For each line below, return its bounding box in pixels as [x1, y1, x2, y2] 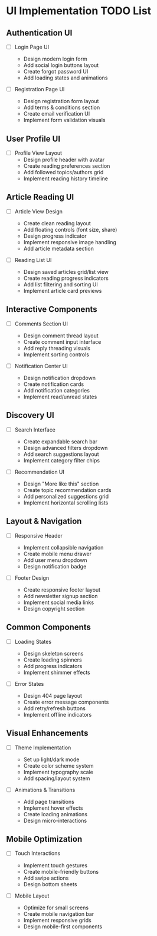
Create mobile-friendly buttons [23, 868, 99, 875]
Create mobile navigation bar [23, 910, 94, 917]
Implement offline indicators [23, 711, 92, 718]
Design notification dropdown [23, 374, 96, 381]
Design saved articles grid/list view [23, 268, 109, 275]
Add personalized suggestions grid [23, 493, 109, 500]
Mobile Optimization [6, 834, 83, 844]
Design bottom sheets [23, 880, 77, 887]
